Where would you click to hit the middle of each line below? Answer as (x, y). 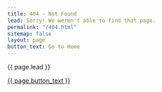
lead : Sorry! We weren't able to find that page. (82, 21)
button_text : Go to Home (44, 47)
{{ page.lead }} (29, 67)
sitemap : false (30, 34)
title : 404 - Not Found (42, 14)
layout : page (26, 40)
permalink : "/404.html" (42, 27)
